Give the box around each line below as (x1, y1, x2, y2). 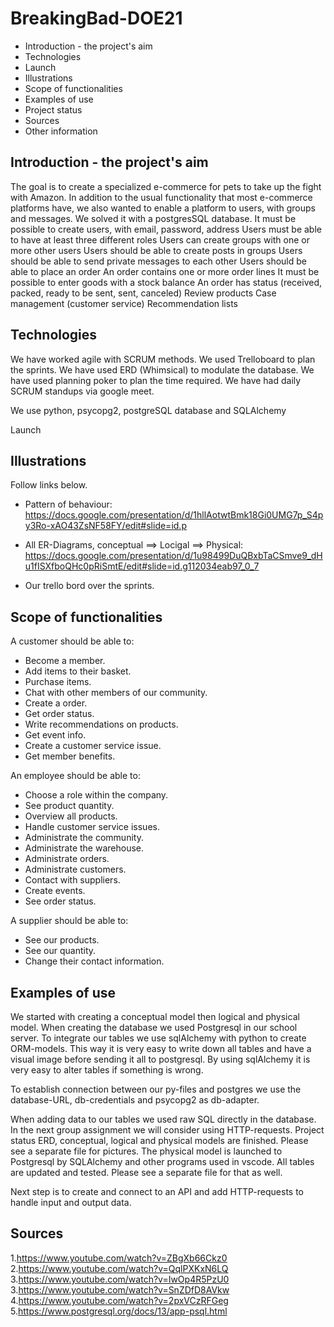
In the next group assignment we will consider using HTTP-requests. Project (10, 1124, 325, 1136)
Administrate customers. (24, 863, 127, 876)
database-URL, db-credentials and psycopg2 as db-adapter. (10, 1094, 260, 1106)
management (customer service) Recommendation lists (10, 297, 238, 309)
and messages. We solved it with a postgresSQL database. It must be (10, 212, 297, 224)
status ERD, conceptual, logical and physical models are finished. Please (10, 1135, 309, 1146)
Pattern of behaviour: (24, 498, 113, 511)
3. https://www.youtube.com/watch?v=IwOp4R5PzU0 (10, 1273, 230, 1285)
